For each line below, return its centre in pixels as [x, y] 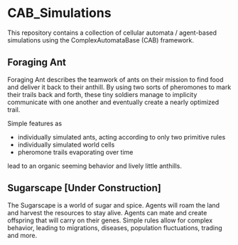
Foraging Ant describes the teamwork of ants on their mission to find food [115, 79]
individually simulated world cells [66, 144]
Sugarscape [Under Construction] [84, 188]
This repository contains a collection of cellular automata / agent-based [112, 33]
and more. [22, 235]
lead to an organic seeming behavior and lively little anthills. [95, 166]
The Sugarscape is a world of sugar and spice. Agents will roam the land [114, 205]
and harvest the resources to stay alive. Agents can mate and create [107, 212]
